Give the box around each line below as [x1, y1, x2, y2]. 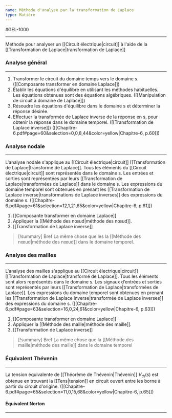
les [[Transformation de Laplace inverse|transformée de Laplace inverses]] [5, 295, 164, 301]
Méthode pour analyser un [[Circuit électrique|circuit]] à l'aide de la [5, 41, 147, 47]
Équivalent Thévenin [5, 355, 58, 362]
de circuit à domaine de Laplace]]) [12, 97, 85, 103]
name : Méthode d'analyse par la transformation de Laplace [5, 7, 134, 13]
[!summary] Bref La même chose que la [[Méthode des [17, 337, 134, 343]
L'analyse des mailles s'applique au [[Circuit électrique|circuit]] [5, 268, 138, 274]
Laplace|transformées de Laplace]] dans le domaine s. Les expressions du [5, 181, 163, 187]
